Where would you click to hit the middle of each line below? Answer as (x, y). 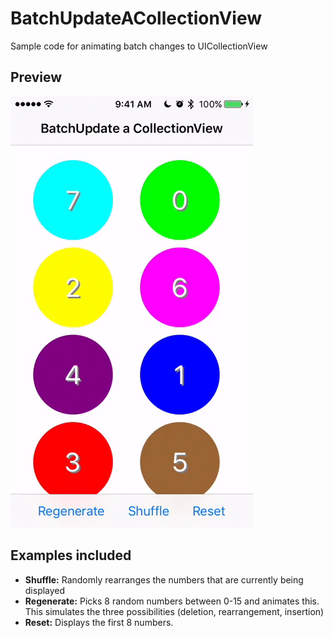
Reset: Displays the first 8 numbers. (99, 622)
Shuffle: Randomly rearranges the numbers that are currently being (164, 579)
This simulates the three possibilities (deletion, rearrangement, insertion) (174, 611)
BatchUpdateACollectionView (136, 18)
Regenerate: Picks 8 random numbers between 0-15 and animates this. (172, 601)
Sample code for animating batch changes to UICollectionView (139, 46)
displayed (45, 590)
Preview (36, 77)
